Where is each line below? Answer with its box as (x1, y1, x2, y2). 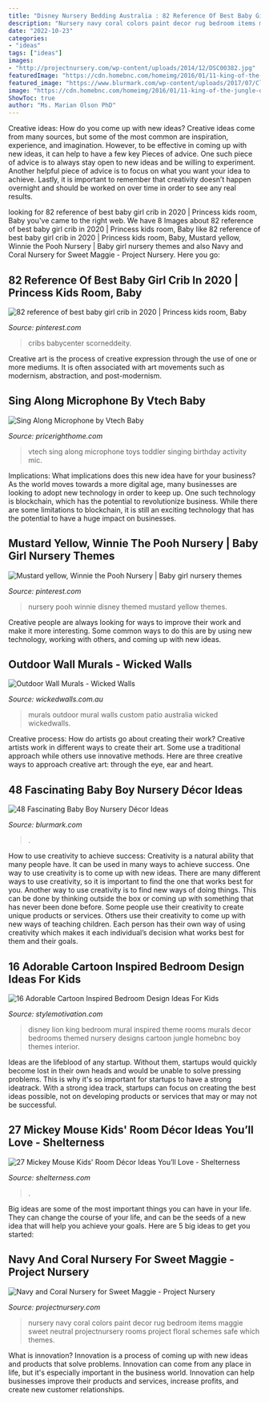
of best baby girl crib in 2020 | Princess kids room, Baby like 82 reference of (8, 224, 261, 234)
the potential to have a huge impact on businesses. (8, 513, 177, 523)
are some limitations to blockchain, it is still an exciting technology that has (8, 505, 255, 514)
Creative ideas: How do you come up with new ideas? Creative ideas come (8, 124, 255, 133)
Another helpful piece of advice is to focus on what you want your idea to (8, 166, 251, 176)
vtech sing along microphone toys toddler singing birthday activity (27, 447, 247, 456)
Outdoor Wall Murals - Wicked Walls (8, 657, 192, 671)
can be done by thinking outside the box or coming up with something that (8, 893, 254, 904)
